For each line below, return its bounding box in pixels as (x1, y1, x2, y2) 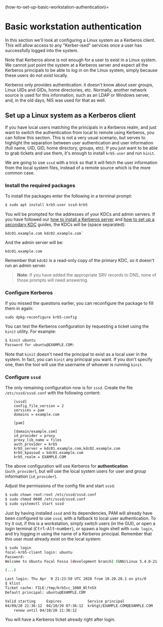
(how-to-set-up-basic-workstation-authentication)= (5, 4, 109, 10)
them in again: (5, 306, 33, 312)
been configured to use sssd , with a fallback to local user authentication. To (5, 515, 156, 521)
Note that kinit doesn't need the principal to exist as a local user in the (5, 351, 147, 357)
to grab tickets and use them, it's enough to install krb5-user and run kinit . (5, 150, 156, 156)
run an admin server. (5, 262, 47, 268)
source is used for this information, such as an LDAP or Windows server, (5, 92, 150, 98)
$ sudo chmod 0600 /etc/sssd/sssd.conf (5, 497, 86, 502)
